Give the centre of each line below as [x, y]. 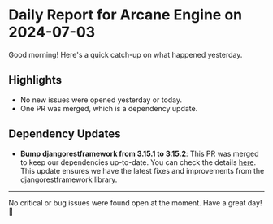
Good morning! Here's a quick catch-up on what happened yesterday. [126, 54]
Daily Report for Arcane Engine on [125, 15]
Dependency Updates [65, 134]
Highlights [35, 80]
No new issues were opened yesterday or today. [101, 100]
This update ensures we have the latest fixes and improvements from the [142, 170]
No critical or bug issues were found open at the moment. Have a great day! [135, 202]
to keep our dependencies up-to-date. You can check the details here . [138, 162]
